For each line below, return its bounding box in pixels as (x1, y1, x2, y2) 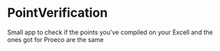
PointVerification (7, 5, 108, 21)
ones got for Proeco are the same (7, 35, 104, 43)
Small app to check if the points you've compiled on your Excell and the (7, 28, 213, 36)
